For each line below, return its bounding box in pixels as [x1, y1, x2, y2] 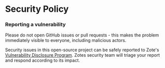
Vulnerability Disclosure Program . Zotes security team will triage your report [5, 52, 160, 58]
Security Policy [5, 3, 69, 15]
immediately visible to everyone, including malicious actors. [5, 37, 126, 43]
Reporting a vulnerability [5, 21, 66, 28]
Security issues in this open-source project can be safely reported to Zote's [5, 47, 160, 53]
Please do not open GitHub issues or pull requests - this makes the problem [5, 32, 159, 38]
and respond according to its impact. [5, 58, 80, 64]
